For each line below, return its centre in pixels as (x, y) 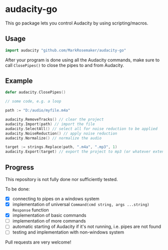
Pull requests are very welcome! (38, 242)
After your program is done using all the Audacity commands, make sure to (82, 60)
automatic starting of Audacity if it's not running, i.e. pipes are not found (87, 226)
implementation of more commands (49, 221)
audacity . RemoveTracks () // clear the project (54, 119)
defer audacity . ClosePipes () (35, 92)
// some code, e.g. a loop (33, 101)
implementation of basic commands (49, 215)
